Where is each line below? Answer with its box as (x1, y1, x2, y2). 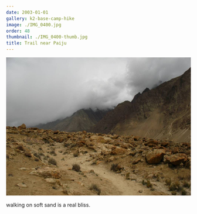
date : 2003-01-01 (6, 9, 49, 15)
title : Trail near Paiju (6, 40, 67, 46)
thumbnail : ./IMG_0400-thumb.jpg (6, 34, 88, 40)
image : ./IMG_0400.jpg (6, 22, 62, 27)
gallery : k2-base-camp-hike (6, 15, 75, 22)
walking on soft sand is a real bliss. (6, 202, 91, 208)
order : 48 (6, 28, 30, 34)
